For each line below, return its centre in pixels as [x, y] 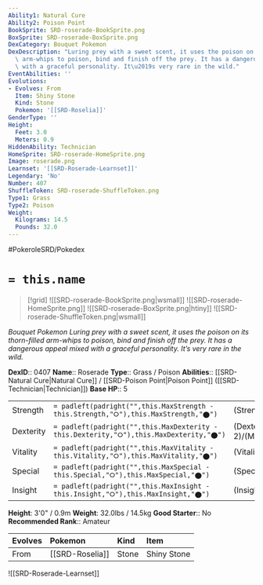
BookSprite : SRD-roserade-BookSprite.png [77, 30]
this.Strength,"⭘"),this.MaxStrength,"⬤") [136, 414]
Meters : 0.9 [35, 139]
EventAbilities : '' [40, 74]
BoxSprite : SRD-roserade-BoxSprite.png [73, 37]
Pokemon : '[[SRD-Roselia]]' [61, 111]
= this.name [47, 280]
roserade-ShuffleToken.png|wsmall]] [86, 316]
